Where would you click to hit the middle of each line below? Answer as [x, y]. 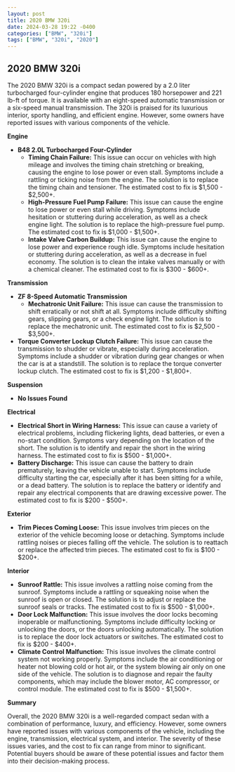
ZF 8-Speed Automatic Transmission [72, 296]
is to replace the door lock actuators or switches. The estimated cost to [120, 636]
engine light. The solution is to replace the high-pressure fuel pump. [126, 224]
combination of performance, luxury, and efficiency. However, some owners [117, 724]
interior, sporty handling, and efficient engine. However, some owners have [116, 115]
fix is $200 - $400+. [47, 644]
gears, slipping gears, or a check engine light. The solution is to [120, 319]
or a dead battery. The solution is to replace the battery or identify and [119, 485]
